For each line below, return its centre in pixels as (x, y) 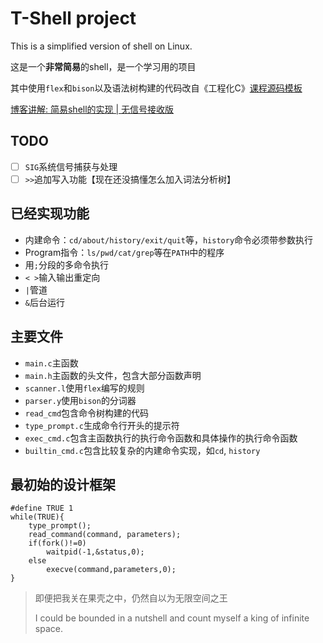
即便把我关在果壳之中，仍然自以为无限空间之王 (131, 598)
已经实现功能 (50, 213)
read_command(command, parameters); (105, 535)
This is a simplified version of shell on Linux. (101, 46)
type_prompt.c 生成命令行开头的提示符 (102, 425)
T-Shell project (73, 18)
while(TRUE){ (37, 517)
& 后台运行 (44, 302)
